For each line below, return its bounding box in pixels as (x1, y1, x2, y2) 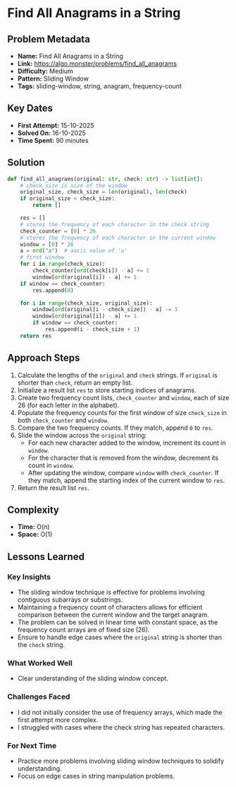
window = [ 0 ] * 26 (20, 240, 74, 248)
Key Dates (7, 103, 54, 115)
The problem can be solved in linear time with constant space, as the (17, 618, 218, 626)
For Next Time (7, 740, 57, 750)
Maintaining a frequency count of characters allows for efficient (17, 603, 203, 612)
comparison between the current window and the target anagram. (17, 610, 209, 619)
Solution (7, 157, 45, 169)
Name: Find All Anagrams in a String (17, 52, 123, 60)
